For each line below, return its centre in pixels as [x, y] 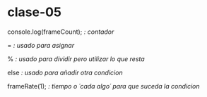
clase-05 [35, 12]
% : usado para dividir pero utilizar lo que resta [76, 59]
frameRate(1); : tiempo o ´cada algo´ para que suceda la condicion [103, 86]
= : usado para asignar [41, 45]
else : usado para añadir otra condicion [65, 72]
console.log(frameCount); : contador [61, 32]
